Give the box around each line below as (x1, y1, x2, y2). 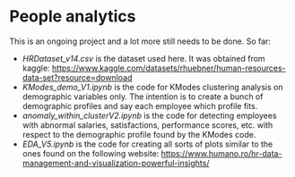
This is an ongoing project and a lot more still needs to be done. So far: (9, 36, 272, 46)
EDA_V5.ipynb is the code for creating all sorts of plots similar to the (22, 139, 273, 149)
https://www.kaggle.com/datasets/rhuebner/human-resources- (52, 63, 287, 73)
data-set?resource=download (22, 72, 133, 82)
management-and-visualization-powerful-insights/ (22, 157, 210, 168)
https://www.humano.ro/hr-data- (161, 147, 282, 158)
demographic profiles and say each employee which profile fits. (22, 100, 258, 111)
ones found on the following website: (22, 147, 160, 158)
